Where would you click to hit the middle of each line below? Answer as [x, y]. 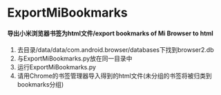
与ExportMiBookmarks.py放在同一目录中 [75, 59]
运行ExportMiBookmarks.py [57, 67]
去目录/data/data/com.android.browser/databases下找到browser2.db [115, 50]
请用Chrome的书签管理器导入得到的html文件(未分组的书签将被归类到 [114, 76]
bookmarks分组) [40, 85]
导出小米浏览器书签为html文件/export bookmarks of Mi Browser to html [110, 33]
